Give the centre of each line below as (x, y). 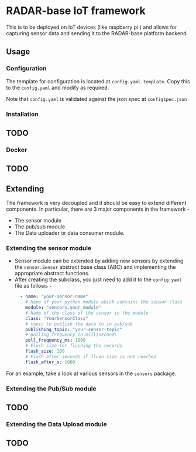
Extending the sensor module (49, 248)
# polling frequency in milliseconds (71, 335)
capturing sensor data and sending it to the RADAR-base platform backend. (97, 33)
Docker (17, 150)
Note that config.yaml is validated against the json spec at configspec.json (97, 99)
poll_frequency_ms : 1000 (56, 340)
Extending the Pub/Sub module (51, 389)
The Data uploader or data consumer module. (69, 233)
